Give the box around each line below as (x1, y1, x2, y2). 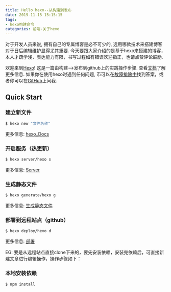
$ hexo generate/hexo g (5, 193, 56, 198)
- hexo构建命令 (5, 21, 35, 27)
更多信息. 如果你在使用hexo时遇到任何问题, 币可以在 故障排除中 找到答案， (5, 71, 159, 77)
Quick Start (5, 93, 42, 101)
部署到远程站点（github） (5, 216, 69, 223)
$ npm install (5, 282, 36, 287)
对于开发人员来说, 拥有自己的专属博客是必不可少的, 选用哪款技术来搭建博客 (5, 41, 162, 48)
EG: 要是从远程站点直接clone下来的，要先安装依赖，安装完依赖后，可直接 (5, 249, 160, 256)
